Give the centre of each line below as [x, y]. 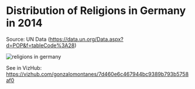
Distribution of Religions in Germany [96, 11]
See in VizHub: [24, 67]
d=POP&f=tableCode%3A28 [40, 45]
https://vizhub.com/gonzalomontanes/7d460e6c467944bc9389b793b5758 [97, 74]
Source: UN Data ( [28, 39]
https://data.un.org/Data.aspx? [87, 39]
